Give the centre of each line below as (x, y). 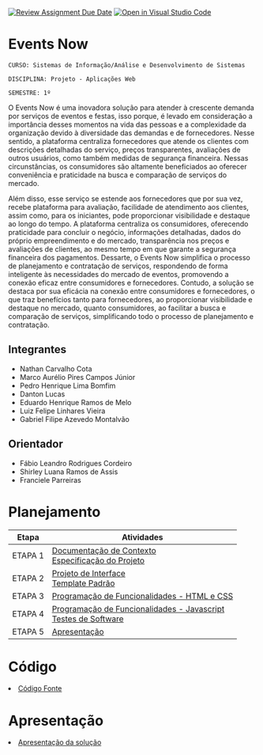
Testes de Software (88, 619)
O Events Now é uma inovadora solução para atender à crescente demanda (131, 108)
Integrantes (38, 349)
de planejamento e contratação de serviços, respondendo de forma (118, 266)
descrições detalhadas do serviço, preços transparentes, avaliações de (124, 150)
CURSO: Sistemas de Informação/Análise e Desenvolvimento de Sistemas (127, 65)
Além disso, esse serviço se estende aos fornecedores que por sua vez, (126, 199)
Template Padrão (83, 583)
